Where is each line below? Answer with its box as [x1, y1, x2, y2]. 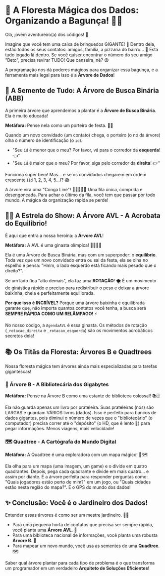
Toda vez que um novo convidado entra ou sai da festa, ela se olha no [5, 257, 148, 263]
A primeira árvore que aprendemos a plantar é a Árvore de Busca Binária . [5, 107, 157, 114]
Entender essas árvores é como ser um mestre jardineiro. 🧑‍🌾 [5, 512, 129, 518]
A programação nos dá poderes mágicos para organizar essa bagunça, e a [5, 67, 158, 73]
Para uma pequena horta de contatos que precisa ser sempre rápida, [12, 521, 154, 527]
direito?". [5, 267, 23, 273]
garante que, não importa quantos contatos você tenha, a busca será [5, 305, 146, 311]
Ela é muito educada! [5, 113, 48, 118]
